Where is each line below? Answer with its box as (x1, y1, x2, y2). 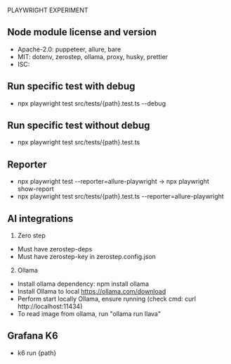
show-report (17, 184, 54, 193)
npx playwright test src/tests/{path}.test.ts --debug (17, 99, 166, 108)
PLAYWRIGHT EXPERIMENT (7, 6, 89, 14)
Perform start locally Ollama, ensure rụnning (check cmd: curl (17, 295, 197, 303)
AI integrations (7, 213, 74, 225)
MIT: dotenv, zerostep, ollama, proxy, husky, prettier (17, 52, 169, 61)
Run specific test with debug (7, 80, 136, 92)
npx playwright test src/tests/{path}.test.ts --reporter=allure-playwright (17, 192, 225, 201)
